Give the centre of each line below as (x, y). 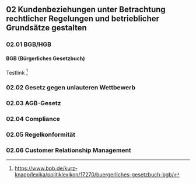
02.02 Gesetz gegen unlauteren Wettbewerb (71, 88)
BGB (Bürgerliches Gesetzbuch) (46, 58)
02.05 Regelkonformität (41, 134)
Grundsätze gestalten (47, 28)
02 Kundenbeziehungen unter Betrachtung (86, 10)
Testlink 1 (17, 72)
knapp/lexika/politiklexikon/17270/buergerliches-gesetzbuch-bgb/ (94, 175)
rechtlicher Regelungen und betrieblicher (83, 19)
